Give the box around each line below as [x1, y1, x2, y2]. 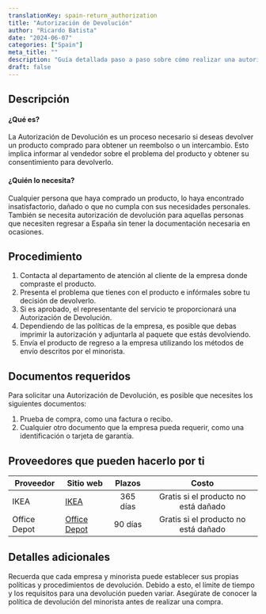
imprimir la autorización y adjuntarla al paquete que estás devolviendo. [19, 330, 251, 339]
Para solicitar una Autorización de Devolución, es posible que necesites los [8, 391, 253, 400]
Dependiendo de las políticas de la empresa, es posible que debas [19, 322, 237, 331]
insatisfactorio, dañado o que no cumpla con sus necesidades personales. [8, 201, 251, 211]
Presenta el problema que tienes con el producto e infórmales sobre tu [19, 288, 251, 297]
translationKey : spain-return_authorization [8, 11, 158, 20]
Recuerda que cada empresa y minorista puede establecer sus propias [8, 571, 239, 581]
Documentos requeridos [8, 369, 131, 383]
